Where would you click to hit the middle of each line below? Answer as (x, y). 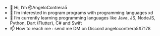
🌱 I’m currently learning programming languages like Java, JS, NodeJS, (82, 18)
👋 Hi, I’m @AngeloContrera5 (39, 8)
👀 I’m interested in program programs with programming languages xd (81, 13)
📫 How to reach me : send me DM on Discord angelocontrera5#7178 (80, 28)
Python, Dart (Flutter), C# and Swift (46, 23)
